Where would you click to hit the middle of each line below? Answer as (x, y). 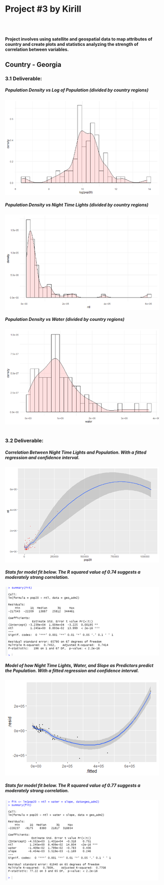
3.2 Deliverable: (24, 441)
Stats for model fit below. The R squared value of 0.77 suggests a (73, 785)
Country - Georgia (33, 64)
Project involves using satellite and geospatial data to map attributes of (79, 39)
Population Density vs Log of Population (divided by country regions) (77, 90)
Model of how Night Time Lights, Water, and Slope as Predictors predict (79, 665)
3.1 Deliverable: (24, 78)
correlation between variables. (37, 49)
